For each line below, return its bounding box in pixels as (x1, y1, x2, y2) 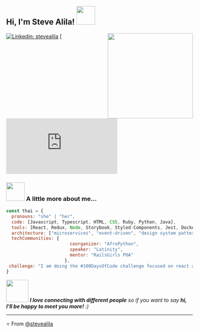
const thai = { (6, 208, 44, 214)
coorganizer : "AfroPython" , (69, 241, 139, 247)
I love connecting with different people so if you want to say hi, (29, 296, 187, 303)
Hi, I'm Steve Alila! (6, 17, 75, 27)
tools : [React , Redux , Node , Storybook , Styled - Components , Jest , (11, 225, 179, 230)
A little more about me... (25, 194, 97, 203)
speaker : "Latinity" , (69, 246, 123, 252)
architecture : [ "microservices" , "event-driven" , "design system (11, 230, 176, 236)
